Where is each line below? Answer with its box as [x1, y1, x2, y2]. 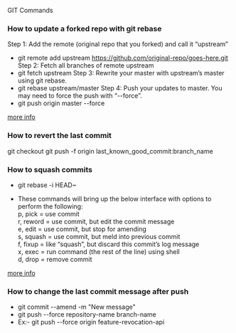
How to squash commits [7, 164, 92, 174]
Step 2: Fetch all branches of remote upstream [17, 61, 154, 70]
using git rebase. [17, 76, 68, 85]
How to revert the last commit [7, 131, 112, 141]
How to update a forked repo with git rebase [7, 23, 162, 33]
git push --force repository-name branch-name [17, 310, 156, 319]
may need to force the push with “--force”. [17, 92, 142, 100]
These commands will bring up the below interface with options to [17, 194, 212, 203]
